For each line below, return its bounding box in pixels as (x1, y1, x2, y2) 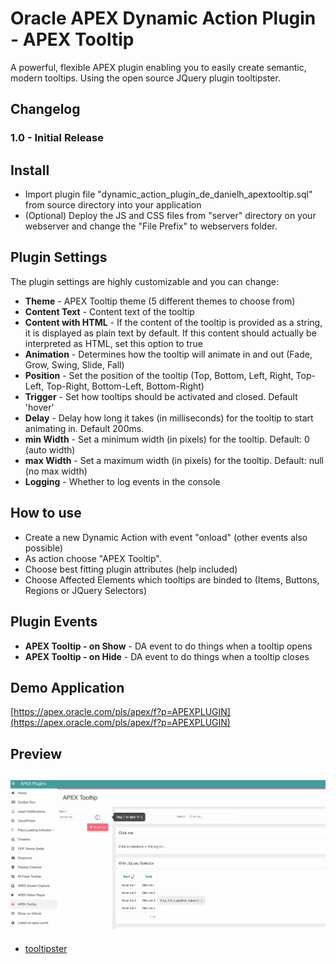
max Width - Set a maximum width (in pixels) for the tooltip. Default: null (24, 454, 324, 466)
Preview (10, 745, 63, 762)
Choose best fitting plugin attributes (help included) (24, 563, 238, 575)
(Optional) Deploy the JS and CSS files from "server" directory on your (24, 210, 317, 222)
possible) (24, 542, 64, 554)
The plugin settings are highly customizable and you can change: (10, 275, 279, 287)
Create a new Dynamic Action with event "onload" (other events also (24, 531, 308, 543)
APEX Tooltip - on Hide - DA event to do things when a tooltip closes (24, 650, 310, 662)
